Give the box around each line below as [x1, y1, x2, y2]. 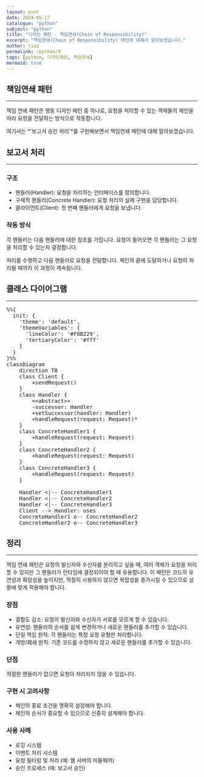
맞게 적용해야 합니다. [17, 584, 67, 591]
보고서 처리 [6, 147, 46, 157]
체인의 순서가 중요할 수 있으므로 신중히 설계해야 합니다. [15, 709, 145, 717]
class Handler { [19, 391, 68, 398]
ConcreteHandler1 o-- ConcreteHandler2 [19, 513, 138, 520]
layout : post [6, 9, 39, 15]
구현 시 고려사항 [6, 687, 50, 695]
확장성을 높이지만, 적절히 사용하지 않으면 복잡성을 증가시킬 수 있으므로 [22, 577, 188, 584]
